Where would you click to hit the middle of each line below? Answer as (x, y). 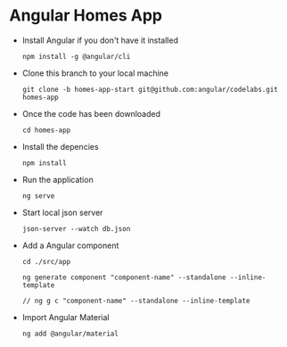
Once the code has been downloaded (91, 113)
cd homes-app (46, 130)
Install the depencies (61, 146)
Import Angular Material (66, 317)
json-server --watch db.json (76, 228)
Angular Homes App (86, 16)
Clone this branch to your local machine (95, 73)
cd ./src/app (46, 261)
